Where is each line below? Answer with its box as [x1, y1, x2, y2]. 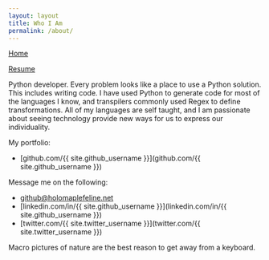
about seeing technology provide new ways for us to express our [8, 114, 223, 124]
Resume [8, 64, 36, 74]
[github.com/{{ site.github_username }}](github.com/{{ [19, 153, 201, 163]
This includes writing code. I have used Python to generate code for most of [8, 88, 260, 98]
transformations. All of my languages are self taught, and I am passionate [8, 105, 251, 115]
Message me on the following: [8, 177, 108, 187]
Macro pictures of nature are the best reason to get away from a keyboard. [8, 242, 255, 253]
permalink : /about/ [8, 26, 74, 35]
